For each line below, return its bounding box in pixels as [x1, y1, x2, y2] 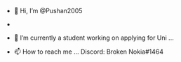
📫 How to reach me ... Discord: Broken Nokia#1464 [13, 47, 163, 56]
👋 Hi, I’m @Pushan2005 [13, 7, 83, 15]
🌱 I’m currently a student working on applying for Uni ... [13, 33, 174, 42]
